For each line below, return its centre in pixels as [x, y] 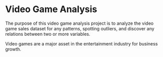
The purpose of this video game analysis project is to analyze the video [79, 23]
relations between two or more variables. [48, 34]
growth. [13, 49]
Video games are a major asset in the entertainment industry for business [82, 43]
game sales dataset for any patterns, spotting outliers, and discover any [80, 28]
